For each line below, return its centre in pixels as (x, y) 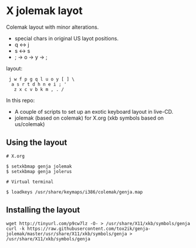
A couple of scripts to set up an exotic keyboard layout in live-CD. (94, 111)
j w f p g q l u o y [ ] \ (42, 79)
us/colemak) (30, 124)
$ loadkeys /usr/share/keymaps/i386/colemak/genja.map (75, 192)
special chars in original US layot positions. (67, 38)
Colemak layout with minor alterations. (53, 27)
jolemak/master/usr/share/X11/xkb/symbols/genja (67, 234)
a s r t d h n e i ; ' (39, 84)
